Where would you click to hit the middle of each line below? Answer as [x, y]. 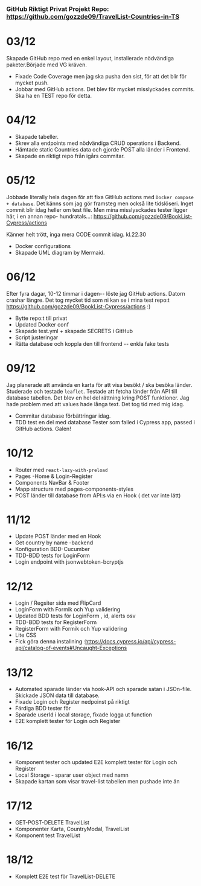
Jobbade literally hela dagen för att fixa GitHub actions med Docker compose [100, 197]
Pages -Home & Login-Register [54, 476]
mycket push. [32, 83]
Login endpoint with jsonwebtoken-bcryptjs [69, 562]
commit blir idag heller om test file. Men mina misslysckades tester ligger [97, 209]
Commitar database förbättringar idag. [63, 416]
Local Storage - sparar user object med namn [72, 775]
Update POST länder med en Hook [58, 537]
